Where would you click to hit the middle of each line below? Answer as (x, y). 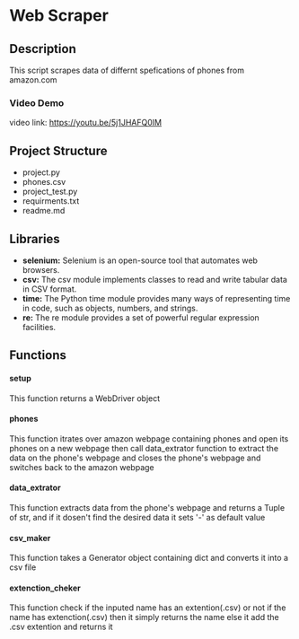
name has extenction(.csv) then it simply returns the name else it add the (145, 617)
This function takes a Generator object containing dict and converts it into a (149, 558)
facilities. (39, 327)
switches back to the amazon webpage (82, 467)
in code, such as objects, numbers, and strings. (110, 308)
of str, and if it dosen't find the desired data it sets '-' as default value (137, 517)
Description (43, 49)
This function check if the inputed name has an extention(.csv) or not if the (148, 608)
